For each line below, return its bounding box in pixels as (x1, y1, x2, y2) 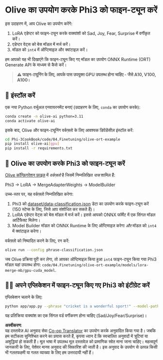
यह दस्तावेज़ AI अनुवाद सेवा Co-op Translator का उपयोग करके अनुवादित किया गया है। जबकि (5, 328, 156, 333)
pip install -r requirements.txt (5, 146, 73, 151)
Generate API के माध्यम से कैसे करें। (5, 62, 67, 67)
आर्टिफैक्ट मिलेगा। (12, 217, 41, 223)
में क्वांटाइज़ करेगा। (12, 228, 42, 234)
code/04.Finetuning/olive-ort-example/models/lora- (42, 263, 149, 267)
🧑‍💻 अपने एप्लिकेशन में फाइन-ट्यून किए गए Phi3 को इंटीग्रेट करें (5, 281, 150, 290)
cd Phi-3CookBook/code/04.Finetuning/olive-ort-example (5, 137, 120, 142)
